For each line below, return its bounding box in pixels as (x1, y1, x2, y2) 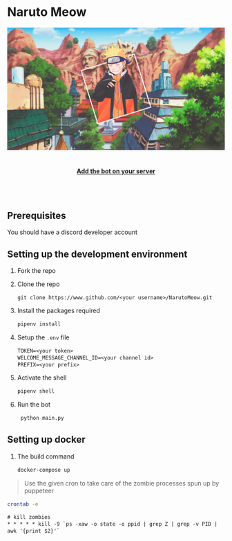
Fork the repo (17, 267, 57, 275)
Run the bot (17, 400, 50, 409)
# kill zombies (7, 514, 51, 521)
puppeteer (23, 486, 54, 495)
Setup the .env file (17, 333, 70, 342)
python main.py (20, 415, 64, 422)
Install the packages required (17, 306, 100, 315)
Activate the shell (17, 373, 67, 382)
